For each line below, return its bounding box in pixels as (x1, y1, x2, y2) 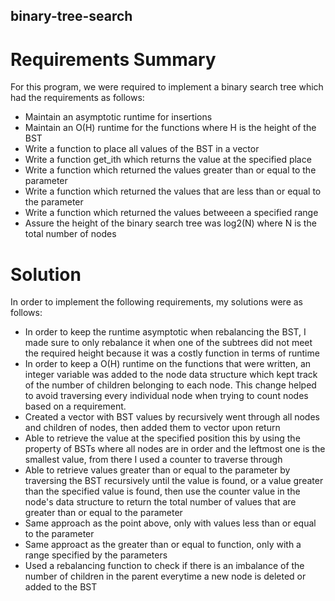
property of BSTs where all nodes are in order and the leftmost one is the (24, 443, 326, 455)
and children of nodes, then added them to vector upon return (24, 422, 281, 434)
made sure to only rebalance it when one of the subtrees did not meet (24, 337, 313, 349)
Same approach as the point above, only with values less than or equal (24, 517, 317, 529)
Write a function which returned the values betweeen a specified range (24, 207, 319, 219)
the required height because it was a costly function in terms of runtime (24, 347, 320, 359)
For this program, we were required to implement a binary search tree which (10, 81, 324, 93)
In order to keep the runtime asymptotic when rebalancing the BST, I (24, 326, 307, 338)
